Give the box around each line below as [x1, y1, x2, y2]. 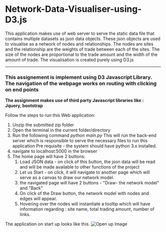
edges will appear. [19, 196, 57, 202]
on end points [5, 86, 39, 93]
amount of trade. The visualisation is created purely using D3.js [5, 57, 134, 62]
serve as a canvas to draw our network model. [19, 174, 115, 180]
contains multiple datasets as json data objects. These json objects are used [5, 36, 161, 42]
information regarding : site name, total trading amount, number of [19, 206, 155, 212]
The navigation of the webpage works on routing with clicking [5, 80, 157, 87]
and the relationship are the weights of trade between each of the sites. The [5, 46, 160, 52]
